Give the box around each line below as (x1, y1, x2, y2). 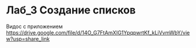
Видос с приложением (6, 23, 63, 30)
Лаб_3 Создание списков (6, 4, 136, 17)
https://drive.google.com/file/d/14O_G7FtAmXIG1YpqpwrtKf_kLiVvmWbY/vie (6, 29, 190, 36)
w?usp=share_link (6, 35, 50, 42)
